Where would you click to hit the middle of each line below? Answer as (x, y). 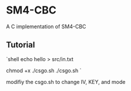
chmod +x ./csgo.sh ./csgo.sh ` (44, 70)
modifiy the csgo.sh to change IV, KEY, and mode (66, 82)
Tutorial (21, 45)
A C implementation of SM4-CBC (46, 26)
